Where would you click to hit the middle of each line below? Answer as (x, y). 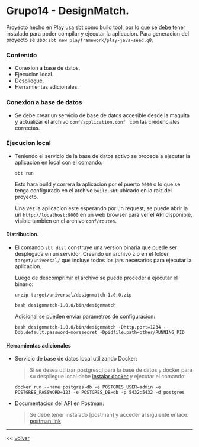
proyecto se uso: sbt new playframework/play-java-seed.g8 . (80, 40)
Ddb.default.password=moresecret (56, 333)
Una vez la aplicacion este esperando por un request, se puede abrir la (101, 208)
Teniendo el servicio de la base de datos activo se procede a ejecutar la (102, 156)
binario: (24, 284)
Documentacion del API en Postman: (60, 403)
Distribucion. (23, 234)
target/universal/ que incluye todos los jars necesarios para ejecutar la (103, 260)
